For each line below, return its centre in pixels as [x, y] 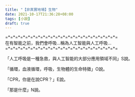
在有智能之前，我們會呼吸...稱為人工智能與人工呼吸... [58, 43]
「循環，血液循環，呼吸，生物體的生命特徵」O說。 [56, 69]
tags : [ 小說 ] [18, 19]
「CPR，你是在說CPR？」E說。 [37, 79]
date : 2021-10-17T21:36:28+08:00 [39, 14]
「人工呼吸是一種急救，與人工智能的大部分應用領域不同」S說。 [69, 59]
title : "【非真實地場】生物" [31, 10]
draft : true [17, 23]
